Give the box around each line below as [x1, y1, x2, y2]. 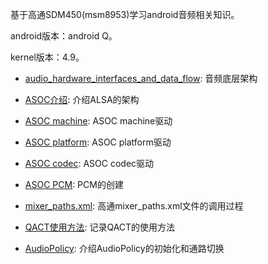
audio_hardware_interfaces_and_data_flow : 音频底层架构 [24, 73, 258, 84]
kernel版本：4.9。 [10, 51, 85, 63]
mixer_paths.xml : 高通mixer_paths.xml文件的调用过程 [24, 200, 244, 212]
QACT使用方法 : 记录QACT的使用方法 [24, 221, 176, 233]
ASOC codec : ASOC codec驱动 [24, 158, 155, 169]
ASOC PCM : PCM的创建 [24, 179, 124, 190]
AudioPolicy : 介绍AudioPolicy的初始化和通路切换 [24, 243, 225, 254]
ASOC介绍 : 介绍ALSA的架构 [24, 94, 140, 105]
